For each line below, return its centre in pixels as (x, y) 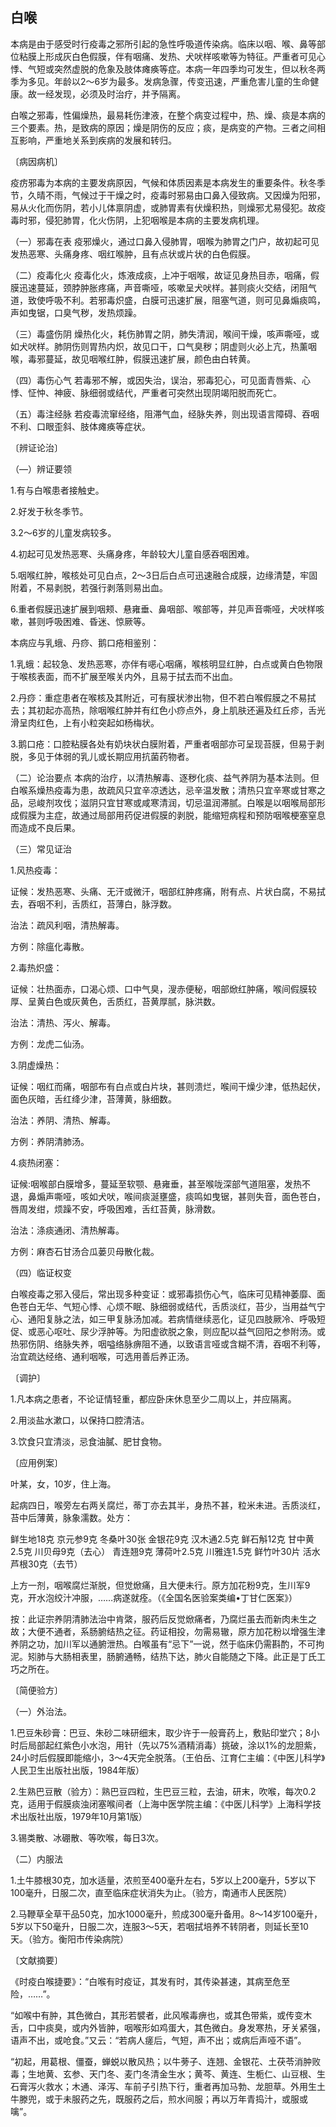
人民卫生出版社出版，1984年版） (77, 1770)
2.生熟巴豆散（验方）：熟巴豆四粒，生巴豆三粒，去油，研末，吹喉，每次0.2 (163, 1791)
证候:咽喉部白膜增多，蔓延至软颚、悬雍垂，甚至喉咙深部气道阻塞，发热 (156, 1184)
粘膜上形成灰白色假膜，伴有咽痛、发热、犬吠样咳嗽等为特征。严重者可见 (167, 56)
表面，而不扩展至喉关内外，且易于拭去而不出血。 (137, 676)
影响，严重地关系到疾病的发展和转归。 (97, 140)
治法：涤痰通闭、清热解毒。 (67, 1230)
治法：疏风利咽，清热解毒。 (67, 925)
